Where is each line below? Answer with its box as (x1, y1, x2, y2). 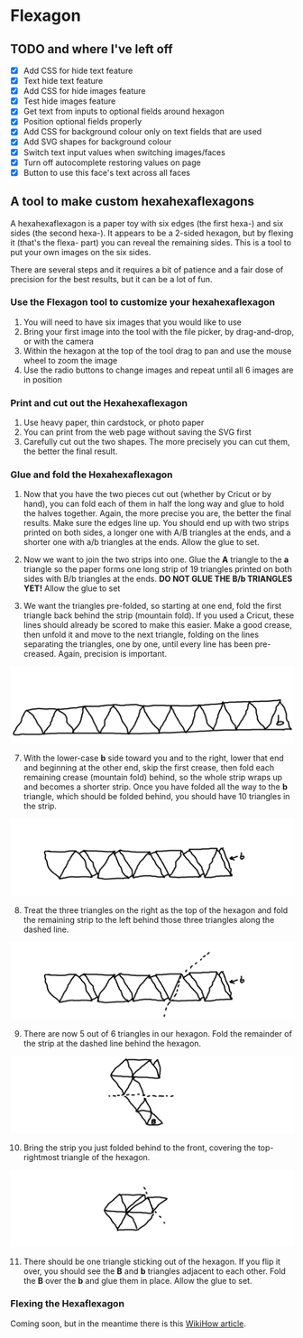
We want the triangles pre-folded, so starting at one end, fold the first (23, 601, 282, 612)
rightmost (23, 1151, 60, 1162)
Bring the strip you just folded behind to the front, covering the (23, 1142, 256, 1153)
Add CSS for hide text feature (23, 65, 133, 76)
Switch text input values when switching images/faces (23, 146, 226, 158)
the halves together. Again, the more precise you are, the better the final (23, 508, 291, 519)
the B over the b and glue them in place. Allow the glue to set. (23, 1275, 252, 1286)
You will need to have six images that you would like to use (23, 317, 242, 328)
